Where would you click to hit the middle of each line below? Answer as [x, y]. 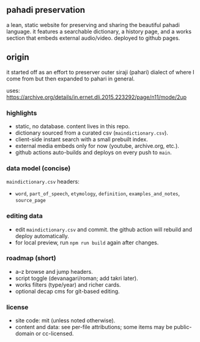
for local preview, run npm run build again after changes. [87, 243]
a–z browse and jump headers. [54, 271]
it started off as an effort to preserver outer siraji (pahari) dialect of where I [100, 72]
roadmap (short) [31, 258]
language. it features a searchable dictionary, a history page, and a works [99, 31]
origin [18, 57]
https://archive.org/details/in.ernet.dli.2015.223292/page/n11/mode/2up [97, 97]
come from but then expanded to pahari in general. [71, 79]
